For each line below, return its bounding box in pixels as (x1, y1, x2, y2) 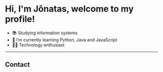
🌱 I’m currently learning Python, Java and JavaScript (12, 37, 117, 43)
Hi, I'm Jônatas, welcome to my (5, 3, 134, 14)
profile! (5, 14, 35, 25)
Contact (5, 60, 30, 69)
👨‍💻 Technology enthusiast (12, 42, 65, 48)
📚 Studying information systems (12, 30, 78, 36)
